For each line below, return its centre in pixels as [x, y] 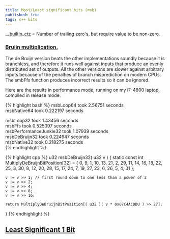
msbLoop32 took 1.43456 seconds [42, 120]
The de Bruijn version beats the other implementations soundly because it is [85, 58]
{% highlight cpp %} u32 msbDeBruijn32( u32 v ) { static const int [74, 157]
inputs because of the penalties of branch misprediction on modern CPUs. [83, 74]
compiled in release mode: [33, 95]
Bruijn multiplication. [32, 47]
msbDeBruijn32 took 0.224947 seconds [47, 137]
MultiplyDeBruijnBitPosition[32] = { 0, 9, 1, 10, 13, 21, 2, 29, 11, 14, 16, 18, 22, [84, 163]
